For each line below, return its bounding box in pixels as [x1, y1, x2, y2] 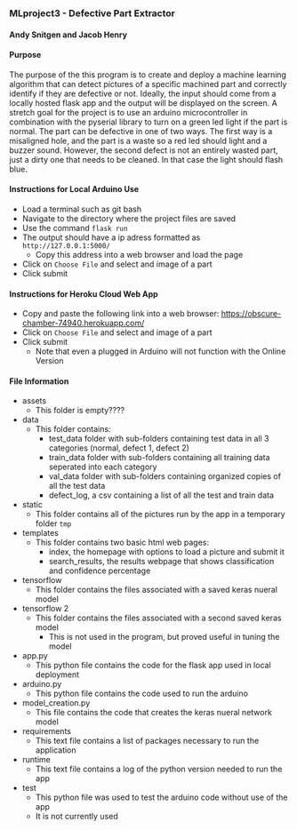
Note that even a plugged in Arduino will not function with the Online [35, 346, 286, 357]
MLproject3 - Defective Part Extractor [9, 7, 175, 20]
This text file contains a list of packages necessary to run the [35, 736, 260, 746]
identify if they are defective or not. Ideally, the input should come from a [9, 88, 277, 99]
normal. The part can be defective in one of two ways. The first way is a [9, 125, 273, 136]
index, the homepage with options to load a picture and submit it [48, 547, 285, 557]
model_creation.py [21, 698, 91, 708]
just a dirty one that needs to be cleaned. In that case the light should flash [9, 154, 284, 164]
